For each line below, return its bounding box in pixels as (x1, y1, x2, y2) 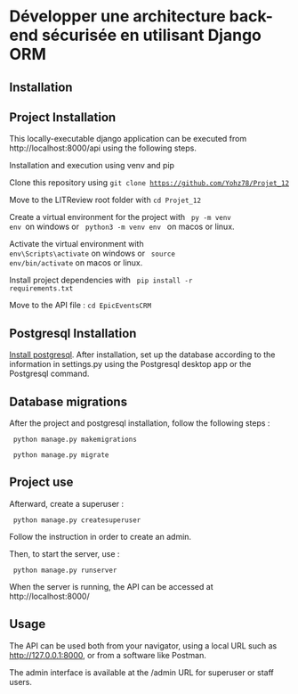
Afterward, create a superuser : (9, 498, 125, 509)
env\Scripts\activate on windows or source (9, 248, 176, 259)
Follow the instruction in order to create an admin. (9, 531, 192, 542)
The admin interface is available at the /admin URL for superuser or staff (9, 666, 274, 678)
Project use (9, 475, 74, 490)
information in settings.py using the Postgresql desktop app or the (9, 359, 252, 370)
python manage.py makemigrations (12, 435, 138, 445)
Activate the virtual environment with (9, 239, 144, 249)
